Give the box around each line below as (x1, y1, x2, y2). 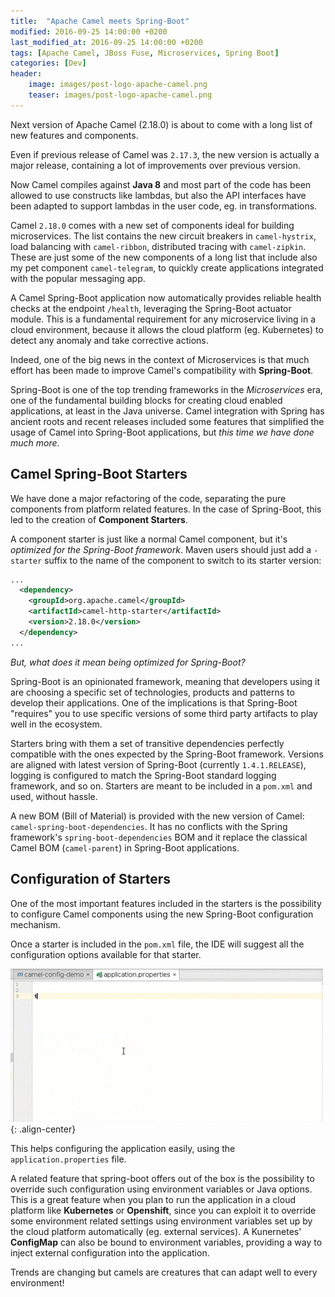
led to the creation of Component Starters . (10, 513, 188, 525)
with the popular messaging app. (10, 272, 146, 284)
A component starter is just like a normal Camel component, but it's (10, 533, 288, 545)
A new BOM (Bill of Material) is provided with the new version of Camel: (10, 810, 305, 822)
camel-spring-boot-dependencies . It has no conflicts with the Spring (10, 820, 288, 832)
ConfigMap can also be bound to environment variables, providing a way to (10, 1236, 323, 1248)
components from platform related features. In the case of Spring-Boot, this (10, 503, 322, 515)
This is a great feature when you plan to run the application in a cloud (10, 1193, 297, 1205)
